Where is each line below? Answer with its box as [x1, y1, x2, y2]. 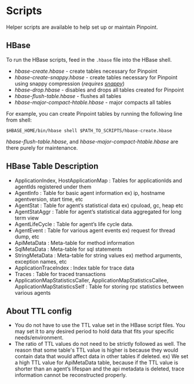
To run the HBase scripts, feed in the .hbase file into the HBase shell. [6, 56, 172, 63]
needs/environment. [14, 334, 63, 341]
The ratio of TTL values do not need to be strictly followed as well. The [14, 341, 186, 348]
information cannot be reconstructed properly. [14, 372, 128, 379]
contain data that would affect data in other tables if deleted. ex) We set [14, 353, 189, 360]
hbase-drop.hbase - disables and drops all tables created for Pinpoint [14, 86, 184, 93]
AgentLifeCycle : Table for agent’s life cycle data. [14, 220, 133, 227]
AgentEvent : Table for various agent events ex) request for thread [14, 227, 175, 234]
